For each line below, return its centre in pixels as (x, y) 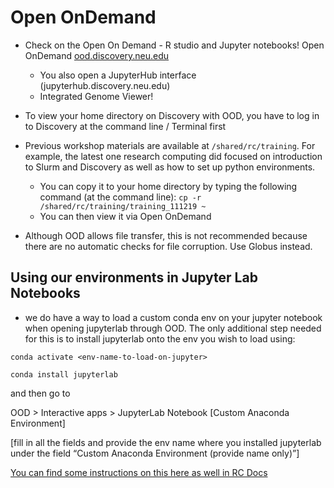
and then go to (40, 393)
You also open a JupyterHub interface (118, 75)
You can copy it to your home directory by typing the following (168, 186)
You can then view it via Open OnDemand (125, 216)
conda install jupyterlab (64, 374)
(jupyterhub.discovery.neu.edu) (105, 85)
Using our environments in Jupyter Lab (134, 277)
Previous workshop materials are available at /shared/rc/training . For (170, 145)
